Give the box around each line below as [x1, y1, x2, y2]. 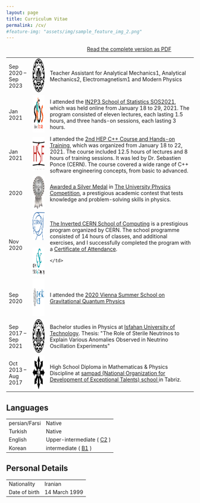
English [8, 436, 27, 443]
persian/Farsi [8, 419, 41, 427]
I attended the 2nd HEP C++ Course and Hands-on [49, 135, 176, 143]
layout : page [6, 10, 39, 16]
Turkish [8, 428, 27, 435]
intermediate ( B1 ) [45, 445, 92, 452]
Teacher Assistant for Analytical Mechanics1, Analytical [49, 69, 186, 76]
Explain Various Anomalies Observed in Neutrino [49, 336, 168, 343]
